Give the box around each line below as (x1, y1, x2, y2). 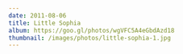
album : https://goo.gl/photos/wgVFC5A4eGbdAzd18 (8, 26, 175, 34)
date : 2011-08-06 (8, 11, 67, 20)
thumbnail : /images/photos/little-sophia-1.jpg (8, 33, 172, 42)
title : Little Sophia (8, 19, 81, 27)
